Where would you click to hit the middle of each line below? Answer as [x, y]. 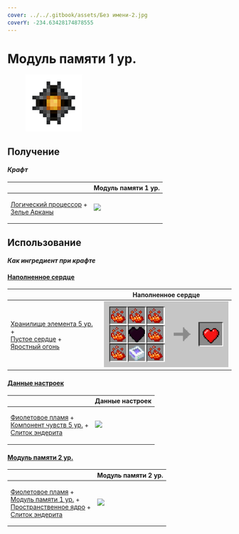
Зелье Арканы [32, 212]
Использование [44, 242]
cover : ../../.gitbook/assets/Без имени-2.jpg [78, 15]
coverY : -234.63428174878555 [51, 22]
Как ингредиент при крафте [52, 261]
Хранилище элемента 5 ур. [52, 324]
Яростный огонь [35, 346]
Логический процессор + [49, 204]
